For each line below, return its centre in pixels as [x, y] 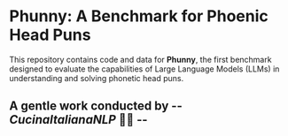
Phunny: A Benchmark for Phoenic [139, 16]
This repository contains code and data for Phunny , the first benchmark [140, 59]
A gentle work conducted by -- [96, 106]
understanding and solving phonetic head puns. [97, 78]
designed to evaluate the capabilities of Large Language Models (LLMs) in [144, 69]
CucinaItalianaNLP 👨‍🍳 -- [78, 120]
